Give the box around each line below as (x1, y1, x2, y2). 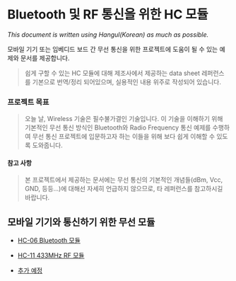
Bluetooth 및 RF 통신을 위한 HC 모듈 (7, 6, 208, 23)
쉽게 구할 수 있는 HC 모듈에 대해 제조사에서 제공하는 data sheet (24, 69, 200, 77)
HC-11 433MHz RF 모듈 (17, 251, 85, 260)
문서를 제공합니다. (20, 54, 70, 62)
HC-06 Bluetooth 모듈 (17, 236, 81, 245)
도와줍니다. (32, 141, 64, 149)
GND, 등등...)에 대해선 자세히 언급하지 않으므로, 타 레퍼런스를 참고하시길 (24, 185, 223, 193)
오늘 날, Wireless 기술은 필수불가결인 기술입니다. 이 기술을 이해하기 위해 (24, 115, 223, 123)
